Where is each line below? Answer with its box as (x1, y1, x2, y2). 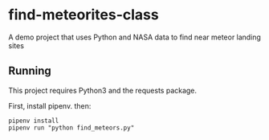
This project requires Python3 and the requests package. (8, 85, 198, 95)
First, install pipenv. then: (8, 101, 92, 110)
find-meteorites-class (8, 6, 159, 24)
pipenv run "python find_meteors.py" (8, 123, 135, 132)
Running (8, 64, 52, 78)
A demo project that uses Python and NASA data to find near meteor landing (8, 32, 261, 42)
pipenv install (8, 117, 59, 125)
